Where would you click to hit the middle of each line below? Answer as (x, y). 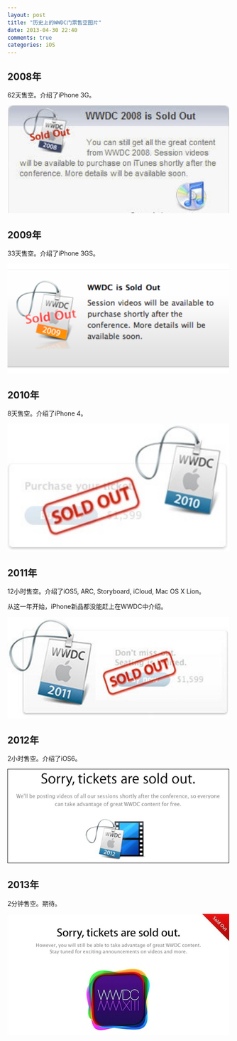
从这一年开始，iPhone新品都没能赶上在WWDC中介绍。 (87, 607)
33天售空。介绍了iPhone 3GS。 (53, 253)
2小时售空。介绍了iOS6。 (44, 759)
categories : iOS (31, 45)
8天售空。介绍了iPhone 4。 (47, 413)
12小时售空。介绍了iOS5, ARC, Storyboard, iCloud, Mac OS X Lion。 (106, 591)
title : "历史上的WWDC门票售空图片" (54, 22)
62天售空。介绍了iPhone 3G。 (51, 95)
